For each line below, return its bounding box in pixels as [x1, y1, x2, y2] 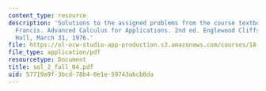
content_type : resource [8, 11, 87, 20]
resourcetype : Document [8, 56, 87, 64]
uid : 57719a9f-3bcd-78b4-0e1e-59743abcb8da [8, 70, 154, 78]
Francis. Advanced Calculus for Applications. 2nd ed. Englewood [15, 26, 236, 34]
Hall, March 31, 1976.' [15, 33, 93, 42]
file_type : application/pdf [8, 48, 101, 56]
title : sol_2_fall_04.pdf [8, 63, 93, 71]
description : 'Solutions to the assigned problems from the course [8, 19, 236, 27]
